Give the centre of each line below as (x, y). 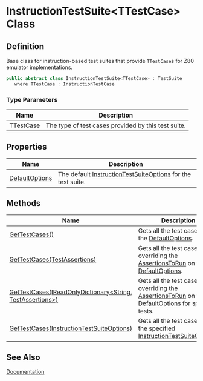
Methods (24, 203)
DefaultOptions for (164, 303)
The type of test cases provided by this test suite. (116, 125)
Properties (27, 147)
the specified (157, 328)
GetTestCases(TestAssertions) (53, 259)
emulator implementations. (40, 67)
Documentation (25, 372)
